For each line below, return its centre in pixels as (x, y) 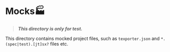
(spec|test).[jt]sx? (27, 44)
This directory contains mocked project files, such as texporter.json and (82, 38)
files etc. (59, 44)
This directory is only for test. (50, 29)
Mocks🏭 (25, 11)
